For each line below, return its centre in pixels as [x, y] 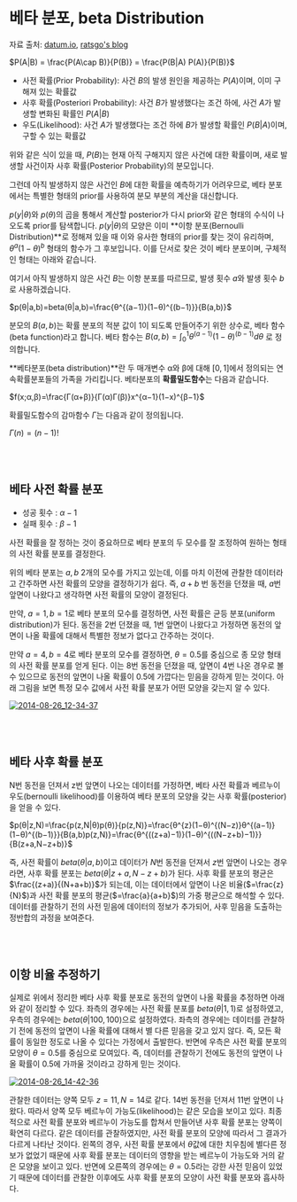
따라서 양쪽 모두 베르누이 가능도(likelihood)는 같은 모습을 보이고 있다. [147, 1111]
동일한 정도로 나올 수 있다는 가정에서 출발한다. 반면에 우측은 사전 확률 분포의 [156, 1042]
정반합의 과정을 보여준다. [52, 917]
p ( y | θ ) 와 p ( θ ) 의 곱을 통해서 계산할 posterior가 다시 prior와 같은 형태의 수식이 [142, 215]
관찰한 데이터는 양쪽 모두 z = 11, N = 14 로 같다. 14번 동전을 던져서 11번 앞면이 [142, 1100]
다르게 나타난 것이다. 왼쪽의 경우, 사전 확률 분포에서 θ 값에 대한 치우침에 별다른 [144, 1144]
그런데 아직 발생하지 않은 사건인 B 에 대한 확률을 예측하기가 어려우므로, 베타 [138, 184]
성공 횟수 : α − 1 [49, 512]
